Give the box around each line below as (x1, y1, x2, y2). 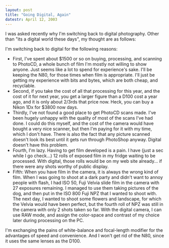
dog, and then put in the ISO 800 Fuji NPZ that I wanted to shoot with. (12, 191, 157, 197)
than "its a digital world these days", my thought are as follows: (5, 36, 136, 42)
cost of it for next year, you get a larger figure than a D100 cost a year (12, 93, 157, 99)
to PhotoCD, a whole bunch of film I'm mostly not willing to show (12, 61, 147, 67)
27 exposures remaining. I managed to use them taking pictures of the (12, 185, 159, 191)
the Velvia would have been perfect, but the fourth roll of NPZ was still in (12, 201, 163, 207)
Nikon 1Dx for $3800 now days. (12, 104, 78, 111)
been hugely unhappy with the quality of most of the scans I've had (12, 115, 153, 121)
